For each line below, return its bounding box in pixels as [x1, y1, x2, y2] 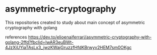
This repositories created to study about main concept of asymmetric [5, 19, 145, 25]
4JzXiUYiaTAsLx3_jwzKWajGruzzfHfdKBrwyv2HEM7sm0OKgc [5, 44, 132, 50]
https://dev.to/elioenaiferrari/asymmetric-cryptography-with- [28, 34, 152, 40]
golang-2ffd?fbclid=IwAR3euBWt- [5, 39, 74, 45]
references [5, 34, 27, 40]
